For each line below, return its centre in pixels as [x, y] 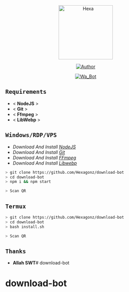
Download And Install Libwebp [45, 163]
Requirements [26, 92]
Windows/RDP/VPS [31, 135]
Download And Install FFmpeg [44, 157]
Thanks [16, 251]
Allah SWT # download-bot [41, 263]
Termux [16, 206]
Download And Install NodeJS [44, 147]
